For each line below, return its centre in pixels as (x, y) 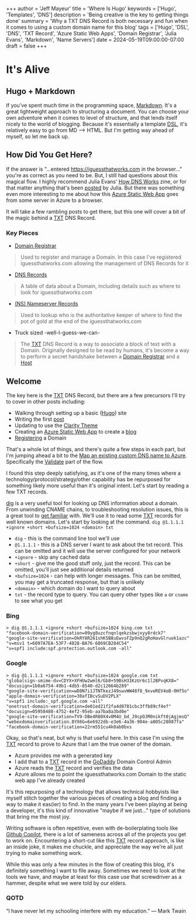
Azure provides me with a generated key (63, 755)
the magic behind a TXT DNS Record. (51, 218)
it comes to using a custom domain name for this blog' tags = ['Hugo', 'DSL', (97, 27)
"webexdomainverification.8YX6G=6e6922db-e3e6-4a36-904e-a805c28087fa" (95, 722)
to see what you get (38, 600)
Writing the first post (39, 419)
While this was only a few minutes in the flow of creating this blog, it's (90, 864)
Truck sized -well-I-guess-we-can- (57, 333)
